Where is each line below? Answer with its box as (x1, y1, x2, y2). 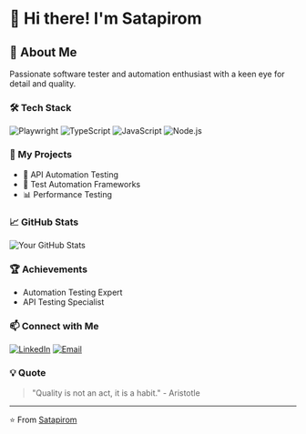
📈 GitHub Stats (9, 216, 79, 228)
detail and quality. (9, 78, 76, 89)
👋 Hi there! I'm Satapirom (9, 8, 202, 29)
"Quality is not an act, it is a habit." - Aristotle (31, 387, 200, 399)
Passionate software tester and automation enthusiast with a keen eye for (9, 68, 285, 79)
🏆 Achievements (9, 263, 88, 276)
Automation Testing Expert (22, 287, 123, 298)
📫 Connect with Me (9, 320, 99, 333)
